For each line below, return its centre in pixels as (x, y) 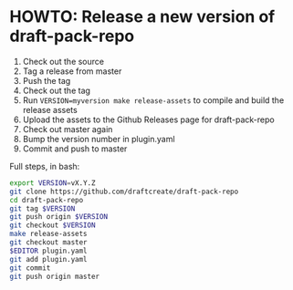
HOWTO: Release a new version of (142, 17)
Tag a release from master (72, 71)
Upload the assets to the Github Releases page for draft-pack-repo (149, 119)
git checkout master (49, 243)
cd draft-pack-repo (47, 200)
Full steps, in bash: (45, 166)
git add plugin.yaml (49, 259)
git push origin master (55, 276)
